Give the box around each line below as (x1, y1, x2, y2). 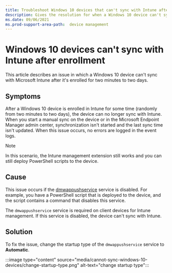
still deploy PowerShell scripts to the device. (5, 158, 99, 164)
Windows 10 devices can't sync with (5, 44, 164, 55)
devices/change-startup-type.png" (5, 262, 79, 268)
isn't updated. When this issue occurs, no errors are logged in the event (5, 128, 157, 133)
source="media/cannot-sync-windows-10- (57, 257, 147, 263)
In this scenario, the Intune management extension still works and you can (5, 153, 162, 159)
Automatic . (5, 246, 30, 253)
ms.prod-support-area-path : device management (5, 22, 109, 27)
